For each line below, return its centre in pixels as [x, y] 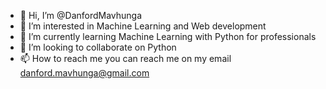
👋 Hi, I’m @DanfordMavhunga [81, 15]
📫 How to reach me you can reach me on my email [125, 58]
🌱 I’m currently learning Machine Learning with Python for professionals [168, 36]
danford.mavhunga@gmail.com [84, 73]
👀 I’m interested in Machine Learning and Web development [143, 26]
